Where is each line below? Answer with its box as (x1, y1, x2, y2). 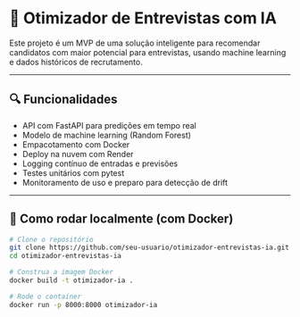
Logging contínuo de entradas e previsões (21, 158, 179, 169)
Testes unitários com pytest (21, 167, 125, 178)
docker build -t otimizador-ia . (9, 276, 134, 285)
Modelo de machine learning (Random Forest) (21, 129, 192, 140)
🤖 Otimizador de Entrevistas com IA (9, 8, 277, 29)
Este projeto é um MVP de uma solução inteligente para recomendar (9, 38, 261, 48)
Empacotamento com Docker (21, 138, 130, 150)
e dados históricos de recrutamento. (9, 56, 143, 67)
